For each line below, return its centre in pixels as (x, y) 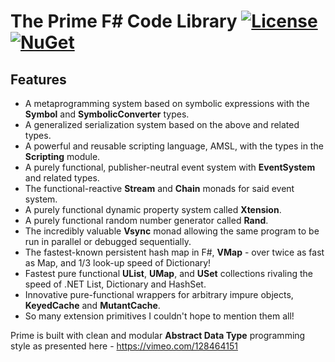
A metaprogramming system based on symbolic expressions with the (167, 103)
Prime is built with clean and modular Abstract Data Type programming (158, 335)
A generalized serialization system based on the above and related (162, 124)
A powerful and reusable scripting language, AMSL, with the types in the (174, 146)
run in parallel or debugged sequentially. (108, 241)
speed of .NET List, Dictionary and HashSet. (115, 284)
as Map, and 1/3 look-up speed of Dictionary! (118, 263)
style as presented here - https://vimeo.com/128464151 (124, 346)
